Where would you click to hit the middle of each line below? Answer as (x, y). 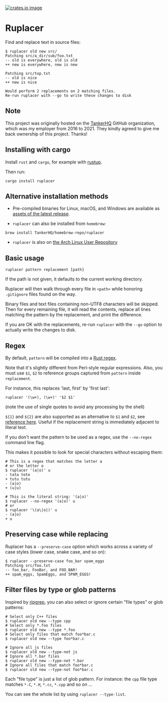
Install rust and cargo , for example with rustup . (54, 162)
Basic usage (25, 258)
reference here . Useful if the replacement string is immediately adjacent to (82, 422)
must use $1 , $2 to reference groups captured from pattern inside (73, 373)
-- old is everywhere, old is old (41, 60)
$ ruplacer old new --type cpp (38, 621)
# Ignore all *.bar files (32, 656)
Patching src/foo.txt (28, 565)
